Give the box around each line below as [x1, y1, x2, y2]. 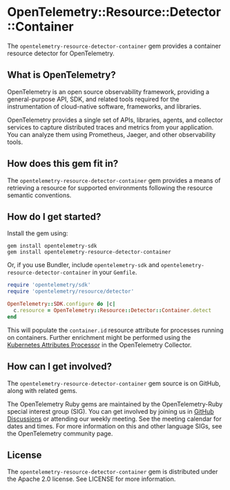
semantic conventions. [7, 191, 72, 199]
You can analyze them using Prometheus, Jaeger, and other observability [7, 130, 216, 138]
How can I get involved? [7, 361, 113, 372]
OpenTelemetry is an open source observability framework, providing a [7, 87, 209, 96]
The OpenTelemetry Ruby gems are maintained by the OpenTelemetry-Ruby [7, 399, 223, 408]
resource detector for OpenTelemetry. [7, 49, 115, 57]
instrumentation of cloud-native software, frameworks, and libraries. [7, 102, 202, 111]
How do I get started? [7, 210, 102, 222]
